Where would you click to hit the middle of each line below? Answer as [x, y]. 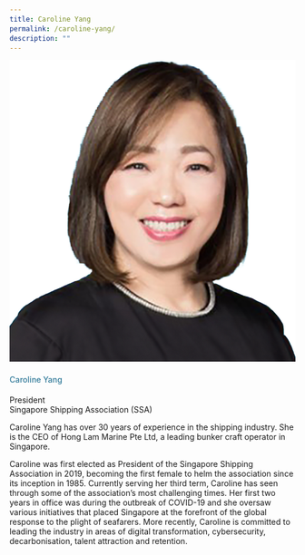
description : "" [40, 38]
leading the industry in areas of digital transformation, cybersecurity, [138, 531]
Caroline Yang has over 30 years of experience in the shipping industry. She [152, 427]
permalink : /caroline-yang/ [63, 29]
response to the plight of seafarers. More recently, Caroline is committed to [150, 521]
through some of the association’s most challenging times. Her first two [143, 492]
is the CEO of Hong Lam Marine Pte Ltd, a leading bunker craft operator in [148, 436]
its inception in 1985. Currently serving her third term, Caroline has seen [144, 483]
